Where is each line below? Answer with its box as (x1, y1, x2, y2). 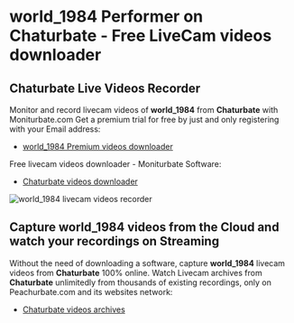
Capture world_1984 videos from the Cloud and (9, 219, 280, 235)
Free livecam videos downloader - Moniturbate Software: (9, 159, 222, 169)
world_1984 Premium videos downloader (22, 142, 173, 152)
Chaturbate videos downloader (22, 176, 138, 187)
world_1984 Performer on (9, 6, 204, 27)
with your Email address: (9, 124, 101, 134)
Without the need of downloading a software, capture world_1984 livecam (9, 257, 286, 268)
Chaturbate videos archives (22, 304, 126, 315)
